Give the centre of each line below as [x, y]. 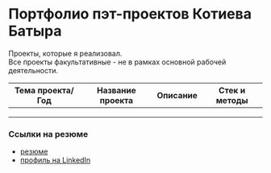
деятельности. [33, 70]
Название [116, 90]
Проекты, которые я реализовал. [65, 53]
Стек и [232, 90]
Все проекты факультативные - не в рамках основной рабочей [117, 62]
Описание [177, 95]
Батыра [35, 31]
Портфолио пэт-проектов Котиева [130, 14]
